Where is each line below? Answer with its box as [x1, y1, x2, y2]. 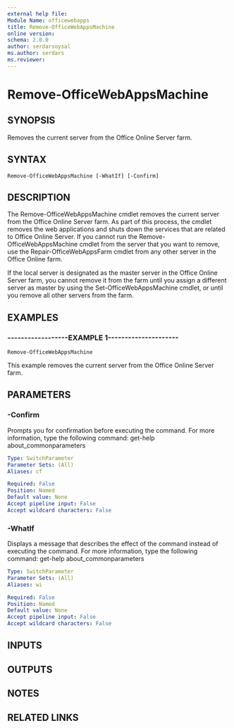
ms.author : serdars [7, 50, 65, 57]
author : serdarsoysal [7, 43, 71, 50]
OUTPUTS [7, 663, 53, 675]
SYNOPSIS [7, 114, 56, 127]
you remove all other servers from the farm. [7, 291, 134, 300]
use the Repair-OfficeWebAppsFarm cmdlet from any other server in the [7, 247, 216, 256]
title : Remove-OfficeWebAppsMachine [7, 23, 115, 30]
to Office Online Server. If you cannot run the [7, 233, 137, 241]
